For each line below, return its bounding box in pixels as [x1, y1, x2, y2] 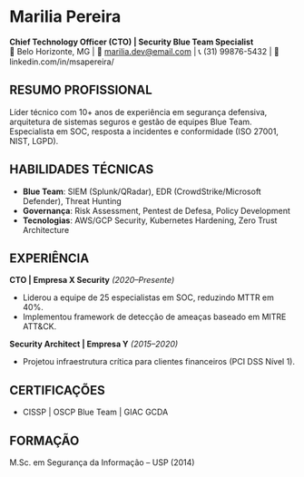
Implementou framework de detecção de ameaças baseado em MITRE [22, 311, 287, 323]
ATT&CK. [22, 321, 57, 332]
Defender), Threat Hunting [22, 195, 123, 206]
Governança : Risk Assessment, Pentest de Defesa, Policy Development [22, 205, 290, 216]
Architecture [22, 224, 70, 235]
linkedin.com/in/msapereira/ [9, 56, 115, 67]
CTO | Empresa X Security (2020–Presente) [9, 275, 175, 286]
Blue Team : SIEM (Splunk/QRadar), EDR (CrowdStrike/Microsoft [22, 186, 261, 197]
